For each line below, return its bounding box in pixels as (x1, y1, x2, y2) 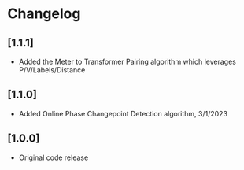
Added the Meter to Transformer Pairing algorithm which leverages (18, 57, 237, 66)
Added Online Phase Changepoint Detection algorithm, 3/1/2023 (18, 109, 228, 118)
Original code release (18, 153, 89, 162)
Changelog (7, 5, 81, 23)
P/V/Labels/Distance (18, 65, 86, 75)
